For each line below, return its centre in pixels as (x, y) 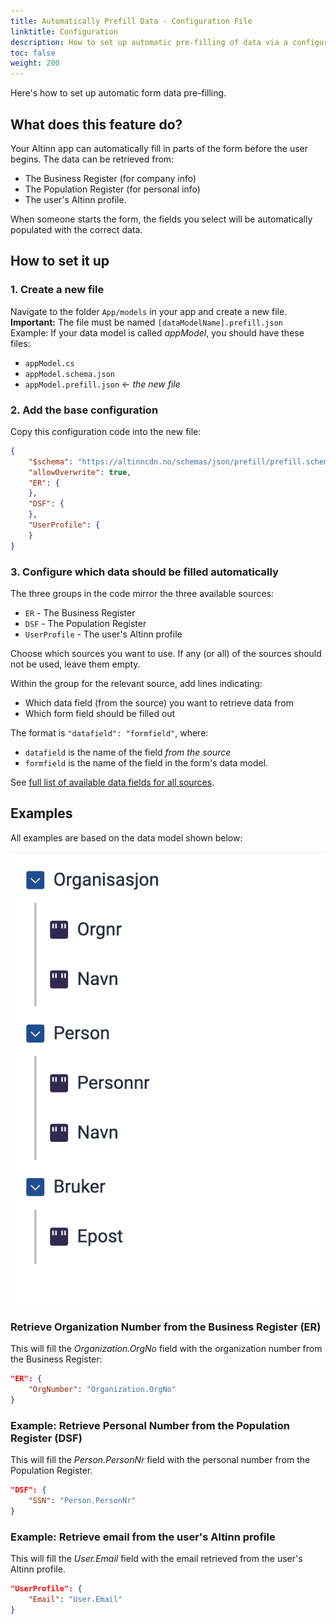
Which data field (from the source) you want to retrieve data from (159, 702)
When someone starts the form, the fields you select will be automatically (161, 219)
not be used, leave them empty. (75, 664)
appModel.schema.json (69, 374)
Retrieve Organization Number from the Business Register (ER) (166, 1327)
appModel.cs (49, 363)
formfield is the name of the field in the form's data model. (146, 762)
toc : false (33, 53)
